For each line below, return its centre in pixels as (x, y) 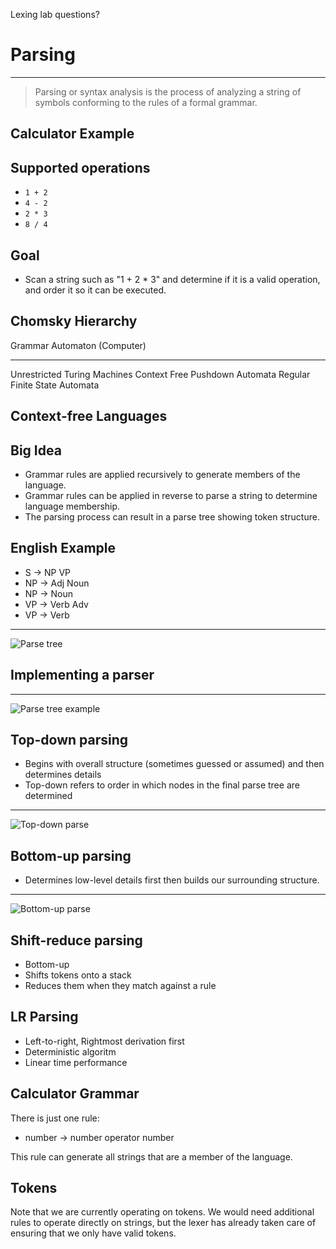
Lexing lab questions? (55, 14)
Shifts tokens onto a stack (78, 975)
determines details (63, 775)
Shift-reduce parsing (76, 940)
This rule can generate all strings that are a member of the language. (151, 1156)
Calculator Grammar (75, 1094)
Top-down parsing (69, 739)
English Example (63, 548)
